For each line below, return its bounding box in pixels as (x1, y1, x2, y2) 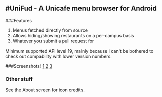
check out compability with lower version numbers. (5, 53, 112, 59)
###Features (5, 17, 32, 23)
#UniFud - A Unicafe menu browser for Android (5, 4, 157, 13)
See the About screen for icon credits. (5, 87, 85, 93)
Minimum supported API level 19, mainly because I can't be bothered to (5, 47, 154, 54)
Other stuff (5, 75, 33, 82)
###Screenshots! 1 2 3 (5, 63, 52, 69)
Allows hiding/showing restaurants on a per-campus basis (12, 32, 134, 38)
